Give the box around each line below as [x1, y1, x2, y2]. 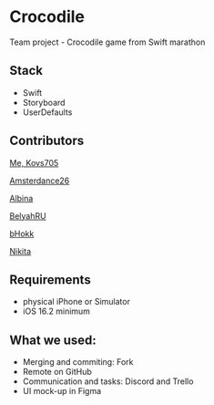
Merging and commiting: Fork [22, 357, 134, 368]
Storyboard [22, 97, 66, 108]
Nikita [9, 245, 32, 256]
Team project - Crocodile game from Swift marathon [9, 36, 206, 47]
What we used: [9, 332, 97, 348]
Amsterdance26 [9, 175, 70, 186]
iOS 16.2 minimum [22, 306, 91, 317]
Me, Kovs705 [9, 157, 59, 168]
